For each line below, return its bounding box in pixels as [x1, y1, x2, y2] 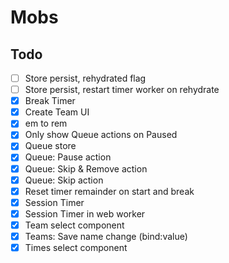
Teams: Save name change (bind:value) [24, 230, 188, 242]
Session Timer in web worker [24, 207, 146, 220]
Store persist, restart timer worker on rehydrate [24, 84, 220, 96]
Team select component [24, 219, 125, 231]
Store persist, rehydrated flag [24, 72, 147, 84]
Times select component [24, 241, 128, 253]
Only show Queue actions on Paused [24, 129, 178, 141]
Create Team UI [24, 106, 90, 118]
